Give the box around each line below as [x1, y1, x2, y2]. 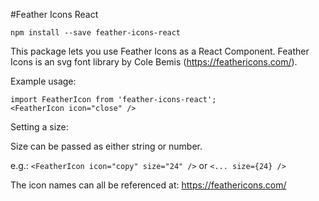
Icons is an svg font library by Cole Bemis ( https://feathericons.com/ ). [10, 56, 298, 68]
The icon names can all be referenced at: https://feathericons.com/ [10, 179, 287, 191]
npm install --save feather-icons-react [10, 28, 182, 38]
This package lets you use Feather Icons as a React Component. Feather [10, 45, 310, 57]
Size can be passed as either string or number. [10, 140, 203, 152]
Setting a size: [10, 121, 69, 133]
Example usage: [10, 75, 77, 87]
